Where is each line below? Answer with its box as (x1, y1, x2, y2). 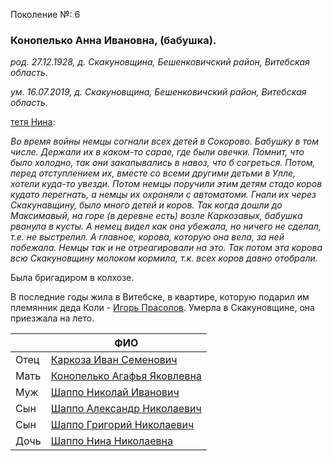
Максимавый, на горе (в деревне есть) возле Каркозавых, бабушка (10, 210, 303, 222)
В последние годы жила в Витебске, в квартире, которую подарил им (10, 291, 310, 303)
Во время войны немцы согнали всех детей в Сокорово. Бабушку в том (10, 135, 319, 148)
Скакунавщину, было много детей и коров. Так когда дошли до (10, 199, 283, 211)
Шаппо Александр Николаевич (50, 402, 202, 416)
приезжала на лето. (10, 312, 95, 324)
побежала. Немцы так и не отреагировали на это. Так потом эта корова (10, 242, 323, 254)
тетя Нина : (10, 116, 56, 128)
